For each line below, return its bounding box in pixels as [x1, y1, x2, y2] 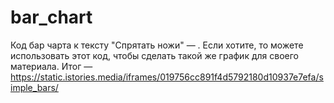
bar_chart [10, 6, 93, 29]
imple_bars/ [10, 81, 59, 93]
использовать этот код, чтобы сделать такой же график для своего [10, 49, 299, 61]
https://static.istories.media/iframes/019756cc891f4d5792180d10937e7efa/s [10, 71, 324, 83]
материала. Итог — [10, 60, 93, 72]
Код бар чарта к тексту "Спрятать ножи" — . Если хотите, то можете [10, 39, 304, 51]
